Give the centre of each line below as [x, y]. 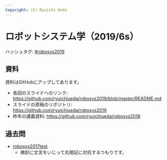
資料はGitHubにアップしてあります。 [44, 82]
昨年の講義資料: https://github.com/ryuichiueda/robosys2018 [77, 116]
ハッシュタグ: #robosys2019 [35, 52]
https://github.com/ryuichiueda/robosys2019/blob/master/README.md [87, 99]
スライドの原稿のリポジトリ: [42, 105]
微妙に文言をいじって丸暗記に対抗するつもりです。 [73, 152]
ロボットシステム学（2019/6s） [72, 36]
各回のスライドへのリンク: [40, 93]
